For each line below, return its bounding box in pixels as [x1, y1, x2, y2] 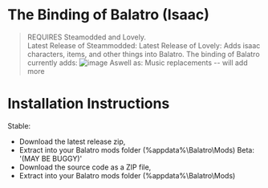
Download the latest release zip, [18, 137, 126, 146]
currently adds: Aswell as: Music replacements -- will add [26, 58, 248, 67]
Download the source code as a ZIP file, [18, 162, 152, 172]
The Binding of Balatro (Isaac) [7, 6, 209, 24]
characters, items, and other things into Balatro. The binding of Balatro [26, 49, 260, 59]
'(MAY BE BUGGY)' [18, 153, 83, 163]
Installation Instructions [7, 95, 170, 113]
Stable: [7, 121, 31, 130]
